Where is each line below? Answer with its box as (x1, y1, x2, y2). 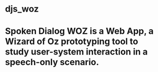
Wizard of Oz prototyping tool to (5, 36, 138, 47)
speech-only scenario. (5, 57, 99, 68)
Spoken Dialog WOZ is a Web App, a (5, 26, 154, 37)
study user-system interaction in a (5, 46, 148, 57)
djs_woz (5, 3, 39, 15)
